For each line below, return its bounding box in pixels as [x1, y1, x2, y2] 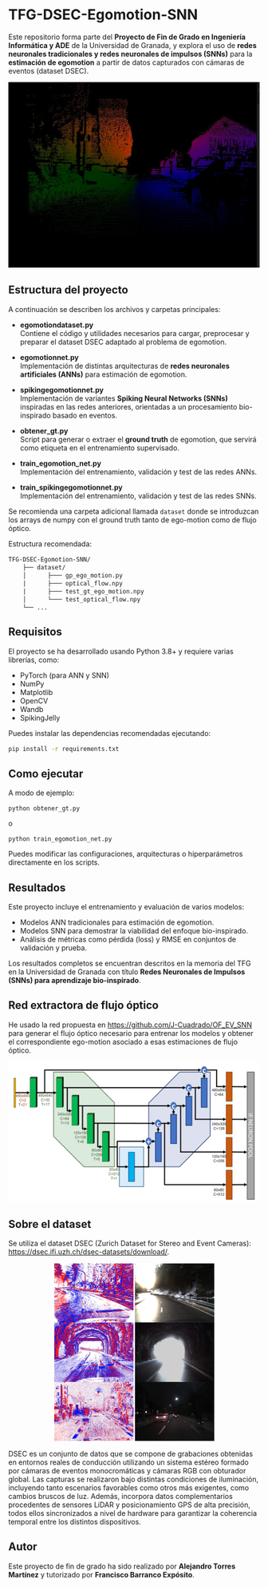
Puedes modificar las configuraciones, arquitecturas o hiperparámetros [8, 849, 243, 859]
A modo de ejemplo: [8, 788, 75, 797]
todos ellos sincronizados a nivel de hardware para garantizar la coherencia [8, 1509, 258, 1518]
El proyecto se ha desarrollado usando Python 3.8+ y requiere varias [8, 646, 234, 656]
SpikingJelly [19, 713, 61, 722]
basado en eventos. [52, 410, 118, 420]
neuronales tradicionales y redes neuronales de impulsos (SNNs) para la [8, 49, 253, 58]
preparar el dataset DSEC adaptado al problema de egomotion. [19, 337, 227, 346]
